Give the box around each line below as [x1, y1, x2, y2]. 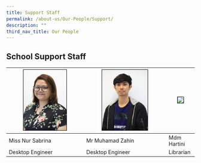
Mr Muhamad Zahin [86, 137, 135, 144]
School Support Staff [6, 51, 86, 61]
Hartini [168, 140, 185, 147]
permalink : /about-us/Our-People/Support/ [6, 16, 114, 22]
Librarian [168, 148, 191, 155]
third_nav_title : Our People [6, 29, 79, 35]
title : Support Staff [6, 10, 60, 16]
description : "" [6, 22, 47, 28]
